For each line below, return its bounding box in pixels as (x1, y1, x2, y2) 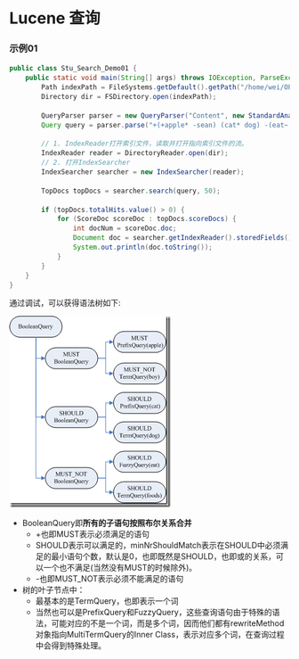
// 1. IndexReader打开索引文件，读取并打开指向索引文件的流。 (41, 139, 248, 148)
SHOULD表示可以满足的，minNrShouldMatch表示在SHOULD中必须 (35, 540, 281, 551)
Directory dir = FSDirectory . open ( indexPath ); (41, 93, 217, 102)
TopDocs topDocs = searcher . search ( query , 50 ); (41, 186, 221, 195)
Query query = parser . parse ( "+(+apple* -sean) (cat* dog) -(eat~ (41, 120, 289, 129)
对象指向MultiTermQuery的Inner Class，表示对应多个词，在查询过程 (35, 630, 285, 640)
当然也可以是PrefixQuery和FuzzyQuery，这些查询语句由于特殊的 (35, 607, 273, 618)
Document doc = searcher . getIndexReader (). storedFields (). (72, 234, 296, 243)
